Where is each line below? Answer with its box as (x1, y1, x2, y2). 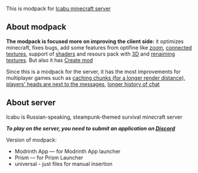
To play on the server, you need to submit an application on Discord (6, 125, 176, 132)
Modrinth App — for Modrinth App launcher (14, 148, 121, 155)
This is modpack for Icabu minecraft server (6, 5, 111, 12)
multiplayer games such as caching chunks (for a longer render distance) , (6, 74, 186, 81)
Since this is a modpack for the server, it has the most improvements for (6, 68, 181, 75)
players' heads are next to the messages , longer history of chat (6, 80, 160, 87)
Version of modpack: (6, 136, 57, 143)
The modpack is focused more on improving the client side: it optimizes (6, 38, 184, 45)
